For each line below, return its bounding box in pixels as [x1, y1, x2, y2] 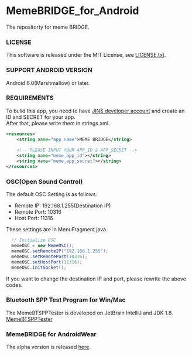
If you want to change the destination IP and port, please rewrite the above [6, 275, 186, 282]
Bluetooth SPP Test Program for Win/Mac [6, 296, 126, 304]
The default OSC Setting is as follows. [6, 191, 98, 198]
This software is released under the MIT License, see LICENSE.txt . [6, 52, 166, 59]
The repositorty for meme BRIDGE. [6, 23, 90, 30]
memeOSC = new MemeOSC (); [11, 243, 75, 249]
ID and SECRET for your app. [6, 113, 76, 121]
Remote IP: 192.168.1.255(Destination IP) [14, 202, 111, 209]
